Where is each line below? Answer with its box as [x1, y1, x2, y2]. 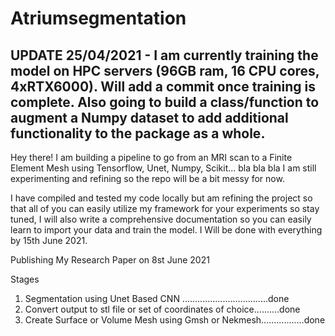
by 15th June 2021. [10, 235, 88, 246]
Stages [10, 273, 40, 285]
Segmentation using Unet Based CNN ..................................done [24, 293, 290, 304]
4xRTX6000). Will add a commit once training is [10, 78, 317, 95]
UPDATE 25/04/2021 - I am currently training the [10, 47, 319, 64]
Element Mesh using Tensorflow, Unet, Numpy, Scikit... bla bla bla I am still [10, 162, 317, 174]
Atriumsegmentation [10, 7, 187, 30]
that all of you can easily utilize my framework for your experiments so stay [10, 203, 320, 214]
